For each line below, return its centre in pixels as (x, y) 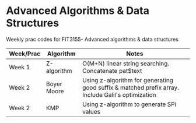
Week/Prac (25, 54)
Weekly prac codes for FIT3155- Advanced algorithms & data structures (92, 39)
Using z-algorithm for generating (128, 80)
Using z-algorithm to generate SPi (129, 104)
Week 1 (20, 67)
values (92, 111)
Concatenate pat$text (112, 71)
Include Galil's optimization (119, 94)
